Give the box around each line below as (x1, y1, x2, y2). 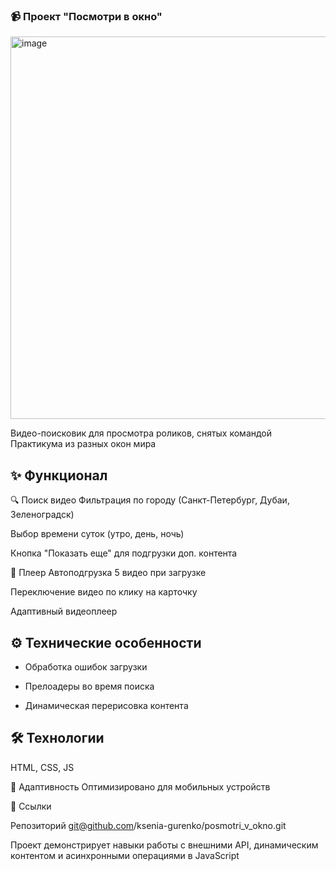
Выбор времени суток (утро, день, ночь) (10, 528, 185, 540)
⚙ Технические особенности (10, 634, 202, 651)
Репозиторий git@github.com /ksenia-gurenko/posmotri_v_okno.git (10, 819, 287, 831)
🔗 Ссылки (10, 800, 52, 812)
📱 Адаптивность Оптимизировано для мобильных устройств (10, 780, 271, 793)
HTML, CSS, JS (10, 761, 75, 773)
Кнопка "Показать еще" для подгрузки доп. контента (10, 547, 238, 559)
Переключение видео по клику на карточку (10, 586, 198, 598)
